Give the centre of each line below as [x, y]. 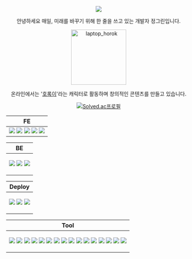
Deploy [19, 187]
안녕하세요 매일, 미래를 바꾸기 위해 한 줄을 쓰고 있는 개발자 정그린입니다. [99, 21]
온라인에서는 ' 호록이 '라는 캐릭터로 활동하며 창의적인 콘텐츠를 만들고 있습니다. [99, 94]
